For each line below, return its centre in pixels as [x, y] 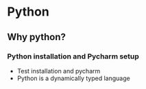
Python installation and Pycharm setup [73, 56]
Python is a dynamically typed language [73, 78]
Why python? [37, 37]
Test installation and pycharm [59, 71]
